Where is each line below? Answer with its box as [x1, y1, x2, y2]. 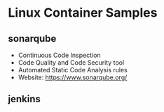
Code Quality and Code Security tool [18, 58, 125, 67]
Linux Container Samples [8, 5, 158, 21]
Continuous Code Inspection [18, 51, 101, 59]
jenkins [8, 93, 41, 105]
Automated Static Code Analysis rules [18, 66, 128, 74]
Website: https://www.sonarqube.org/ [18, 73, 128, 81]
